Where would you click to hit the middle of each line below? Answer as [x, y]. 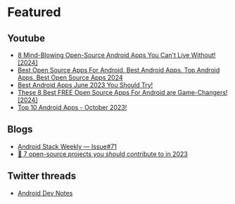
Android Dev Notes [45, 193]
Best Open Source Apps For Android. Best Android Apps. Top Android [119, 70]
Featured [34, 12]
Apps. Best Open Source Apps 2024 [70, 77]
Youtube [26, 38]
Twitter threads [42, 176]
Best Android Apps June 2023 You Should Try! [85, 85]
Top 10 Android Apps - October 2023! [72, 107]
